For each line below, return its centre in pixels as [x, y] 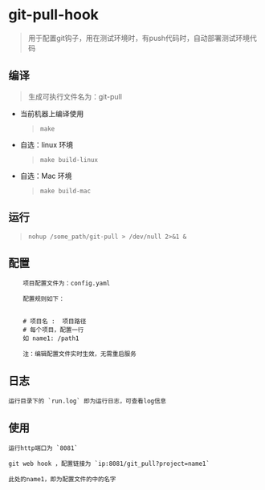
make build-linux [69, 160]
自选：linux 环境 [47, 144]
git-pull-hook [53, 15]
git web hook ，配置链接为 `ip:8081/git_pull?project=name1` [109, 464]
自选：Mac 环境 [46, 176]
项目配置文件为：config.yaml [67, 283]
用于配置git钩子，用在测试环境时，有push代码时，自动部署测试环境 [139, 38]
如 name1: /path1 [51, 338]
